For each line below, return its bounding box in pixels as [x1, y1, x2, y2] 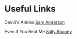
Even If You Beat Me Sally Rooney [4, 28, 72, 34]
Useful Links [4, 3, 56, 14]
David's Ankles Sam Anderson [4, 19, 65, 25]
